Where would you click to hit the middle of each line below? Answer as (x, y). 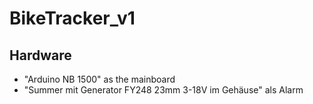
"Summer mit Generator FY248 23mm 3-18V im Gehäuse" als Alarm (163, 90)
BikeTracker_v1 (72, 18)
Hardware (40, 55)
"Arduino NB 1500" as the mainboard (99, 79)
